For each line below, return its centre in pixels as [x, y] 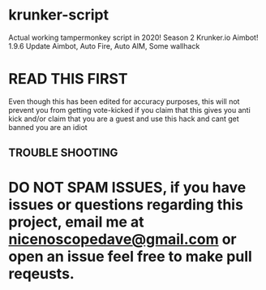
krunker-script [59, 15]
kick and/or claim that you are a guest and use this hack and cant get [124, 119]
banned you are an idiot [48, 127]
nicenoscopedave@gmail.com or [122, 239]
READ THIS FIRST [68, 79]
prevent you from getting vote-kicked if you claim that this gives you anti [130, 110]
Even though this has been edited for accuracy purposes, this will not [124, 101]
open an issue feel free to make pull [131, 257]
